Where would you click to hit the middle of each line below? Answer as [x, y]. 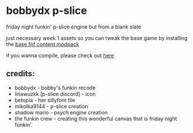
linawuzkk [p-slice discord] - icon [55, 94]
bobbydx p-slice [47, 11]
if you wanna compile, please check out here [60, 55]
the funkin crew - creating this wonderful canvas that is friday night [96, 118]
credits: [20, 74]
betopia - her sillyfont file [45, 100]
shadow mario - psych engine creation [61, 112]
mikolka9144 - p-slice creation [51, 106]
